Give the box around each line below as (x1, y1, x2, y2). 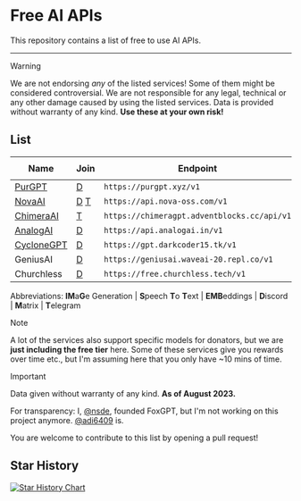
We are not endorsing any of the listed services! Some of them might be (10, 78, 275, 88)
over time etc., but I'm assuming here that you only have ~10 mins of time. (10, 354, 282, 364)
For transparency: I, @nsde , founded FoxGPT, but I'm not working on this (10, 405, 280, 416)
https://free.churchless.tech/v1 (103, 269, 247, 279)
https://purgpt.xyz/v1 (103, 181, 200, 192)
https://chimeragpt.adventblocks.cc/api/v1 (103, 211, 292, 221)
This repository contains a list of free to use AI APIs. (10, 35, 202, 46)
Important (10, 371, 46, 381)
